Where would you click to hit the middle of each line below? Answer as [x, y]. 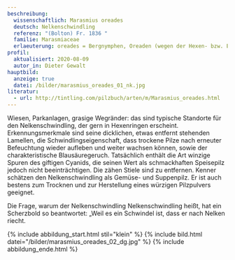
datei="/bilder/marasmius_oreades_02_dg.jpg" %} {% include [96, 241]
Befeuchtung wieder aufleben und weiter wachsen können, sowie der [107, 148]
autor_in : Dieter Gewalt [50, 66]
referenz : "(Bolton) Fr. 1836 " [61, 33]
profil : [19, 53]
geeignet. [21, 192]
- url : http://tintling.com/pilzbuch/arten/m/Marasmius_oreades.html [117, 99]
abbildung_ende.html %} [43, 249]
